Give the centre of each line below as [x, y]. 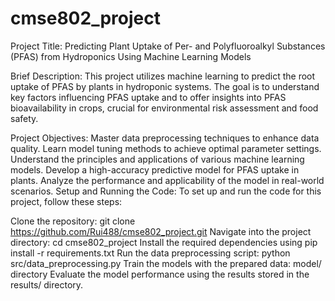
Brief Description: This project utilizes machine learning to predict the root [163, 76]
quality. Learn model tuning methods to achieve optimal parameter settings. [166, 148]
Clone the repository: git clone [73, 221]
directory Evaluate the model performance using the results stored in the [160, 274]
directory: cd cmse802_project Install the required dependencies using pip [164, 242]
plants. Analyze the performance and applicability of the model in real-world [167, 180]
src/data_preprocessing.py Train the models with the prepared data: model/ [166, 263]
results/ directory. [47, 284]
